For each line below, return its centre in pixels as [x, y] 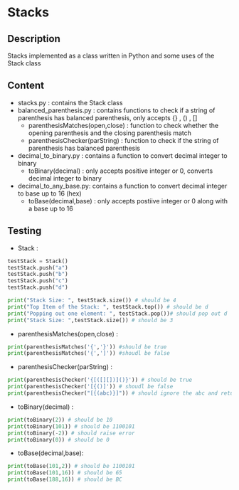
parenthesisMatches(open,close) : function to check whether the [123, 125]
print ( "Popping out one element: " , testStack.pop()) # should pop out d [117, 314]
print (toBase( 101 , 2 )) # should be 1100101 [71, 467]
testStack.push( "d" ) [38, 288]
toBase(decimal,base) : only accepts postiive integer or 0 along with [128, 201]
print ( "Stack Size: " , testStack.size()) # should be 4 [92, 300]
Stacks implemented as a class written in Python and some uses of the [111, 55]
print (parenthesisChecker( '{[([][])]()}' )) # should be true [100, 380]
